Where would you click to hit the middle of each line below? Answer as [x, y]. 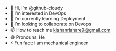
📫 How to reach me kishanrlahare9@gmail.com [60, 30]
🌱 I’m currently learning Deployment [48, 19]
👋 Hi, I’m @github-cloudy [36, 8]
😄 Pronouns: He [27, 37]
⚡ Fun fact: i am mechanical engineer [49, 43]
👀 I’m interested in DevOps [38, 13]
